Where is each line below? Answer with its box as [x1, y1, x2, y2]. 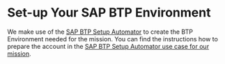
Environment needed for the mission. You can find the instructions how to [7, 34, 218, 43]
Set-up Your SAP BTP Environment [7, 5, 211, 21]
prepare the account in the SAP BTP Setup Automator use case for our [7, 42, 210, 50]
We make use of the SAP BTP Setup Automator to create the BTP [7, 28, 194, 36]
